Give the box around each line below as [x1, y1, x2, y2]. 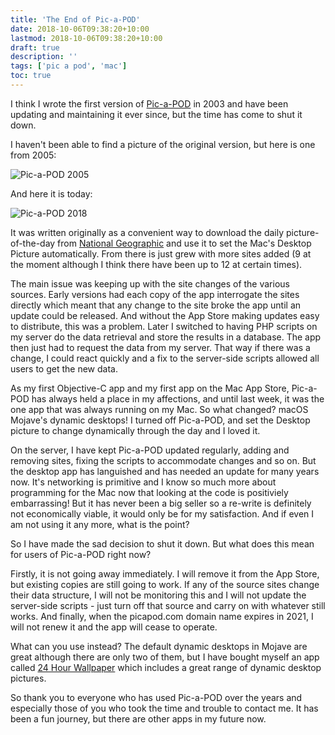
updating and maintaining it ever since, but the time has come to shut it [10, 108, 303, 120]
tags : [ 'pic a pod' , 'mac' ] [10, 61, 128, 71]
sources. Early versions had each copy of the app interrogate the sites [10, 288, 300, 300]
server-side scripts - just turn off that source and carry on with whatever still [10, 599, 326, 611]
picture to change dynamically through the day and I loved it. [10, 424, 261, 436]
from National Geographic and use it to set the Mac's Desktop [57, 237, 312, 249]
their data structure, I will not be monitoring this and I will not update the [10, 589, 307, 601]
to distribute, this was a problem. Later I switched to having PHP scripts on [10, 320, 318, 332]
